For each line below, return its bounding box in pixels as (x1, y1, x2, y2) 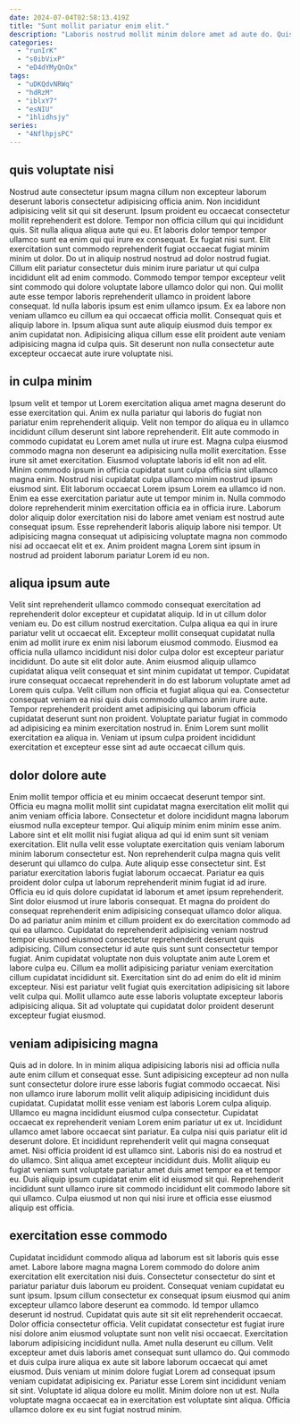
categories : (9, 38, 54, 47)
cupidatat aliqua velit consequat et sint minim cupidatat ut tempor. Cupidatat (9, 665, 290, 676)
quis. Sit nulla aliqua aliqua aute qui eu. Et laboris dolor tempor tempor (9, 225, 267, 235)
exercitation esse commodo (9, 1228, 168, 1243)
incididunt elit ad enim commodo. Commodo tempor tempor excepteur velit (9, 272, 286, 283)
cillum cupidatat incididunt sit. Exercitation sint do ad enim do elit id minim (9, 972, 281, 983)
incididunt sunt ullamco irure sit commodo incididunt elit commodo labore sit (9, 1182, 291, 1194)
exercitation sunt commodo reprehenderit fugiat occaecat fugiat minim (9, 243, 270, 254)
